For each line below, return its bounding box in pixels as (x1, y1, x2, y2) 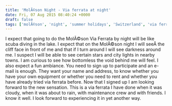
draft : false (5, 17, 33, 22)
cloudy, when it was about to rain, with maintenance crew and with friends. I (5, 90, 166, 96)
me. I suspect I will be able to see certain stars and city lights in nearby (5, 52, 155, 58)
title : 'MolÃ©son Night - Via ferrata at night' (5, 7, 111, 13)
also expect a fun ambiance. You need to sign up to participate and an (5, 63, 153, 69)
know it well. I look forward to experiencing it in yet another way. (5, 95, 141, 101)
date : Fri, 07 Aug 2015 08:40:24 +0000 (5, 12, 91, 17)
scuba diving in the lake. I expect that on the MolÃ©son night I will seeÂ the (5, 41, 165, 47)
